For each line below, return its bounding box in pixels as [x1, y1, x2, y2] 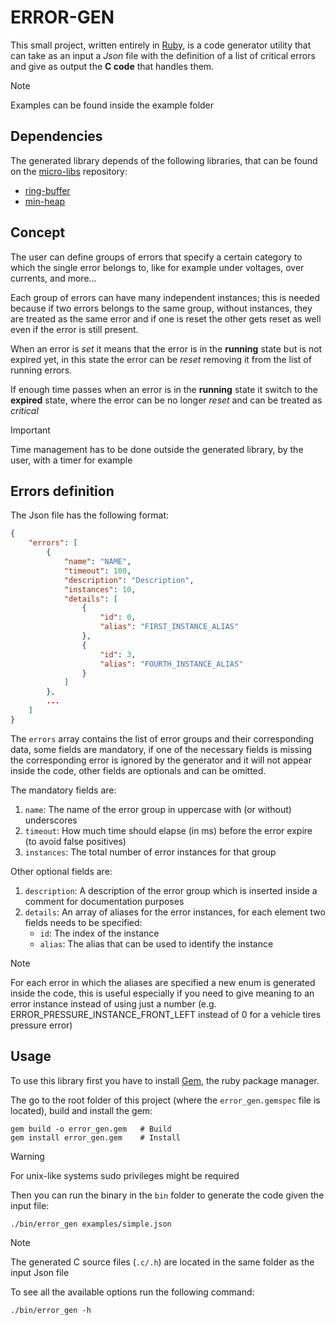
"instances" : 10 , [63, 584, 137, 595]
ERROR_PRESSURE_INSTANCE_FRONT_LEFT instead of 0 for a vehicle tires [10, 1008, 322, 1020]
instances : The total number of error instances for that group [24, 846, 277, 858]
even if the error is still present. [10, 323, 139, 335]
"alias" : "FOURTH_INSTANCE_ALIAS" [99, 659, 244, 669]
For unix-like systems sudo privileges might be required [10, 1169, 240, 1181]
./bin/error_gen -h [10, 1305, 92, 1315]
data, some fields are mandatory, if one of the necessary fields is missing [10, 743, 313, 755]
